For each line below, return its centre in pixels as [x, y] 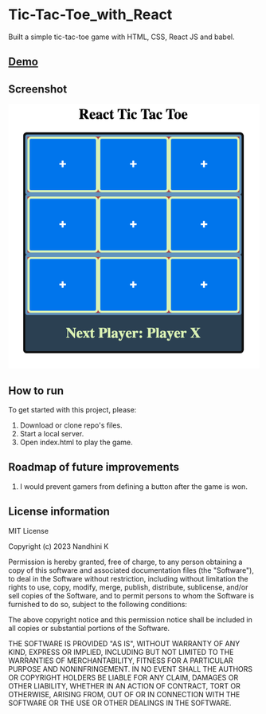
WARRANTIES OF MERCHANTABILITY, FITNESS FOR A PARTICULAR [121, 661]
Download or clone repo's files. [71, 425]
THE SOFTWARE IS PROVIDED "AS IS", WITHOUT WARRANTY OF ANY [124, 643]
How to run [36, 391]
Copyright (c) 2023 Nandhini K [59, 546]
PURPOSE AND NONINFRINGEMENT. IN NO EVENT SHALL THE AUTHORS [131, 669]
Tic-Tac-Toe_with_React [90, 15]
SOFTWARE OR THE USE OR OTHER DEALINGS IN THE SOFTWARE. [120, 703]
